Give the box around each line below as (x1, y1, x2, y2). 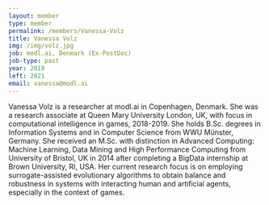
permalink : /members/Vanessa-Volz (8, 27, 125, 35)
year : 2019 (8, 65, 45, 73)
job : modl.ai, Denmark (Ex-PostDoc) (8, 49, 132, 57)
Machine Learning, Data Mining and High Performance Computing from (8, 144, 246, 154)
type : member (8, 19, 53, 27)
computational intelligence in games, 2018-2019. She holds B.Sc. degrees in (8, 119, 261, 128)
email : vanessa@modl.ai (8, 79, 89, 87)
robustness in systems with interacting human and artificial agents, (8, 178, 232, 188)
